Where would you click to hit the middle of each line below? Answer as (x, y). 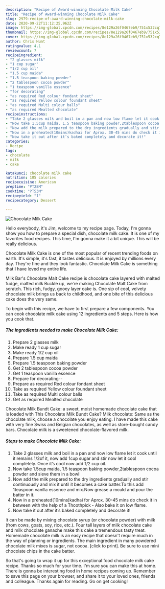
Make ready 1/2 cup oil (35, 353)
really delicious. (21, 244)
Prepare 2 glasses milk (35, 342)
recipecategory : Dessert (31, 200)
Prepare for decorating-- (37, 379)
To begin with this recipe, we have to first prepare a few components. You (80, 308)
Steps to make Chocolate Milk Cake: (43, 441)
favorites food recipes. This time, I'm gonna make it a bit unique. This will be (82, 238)
